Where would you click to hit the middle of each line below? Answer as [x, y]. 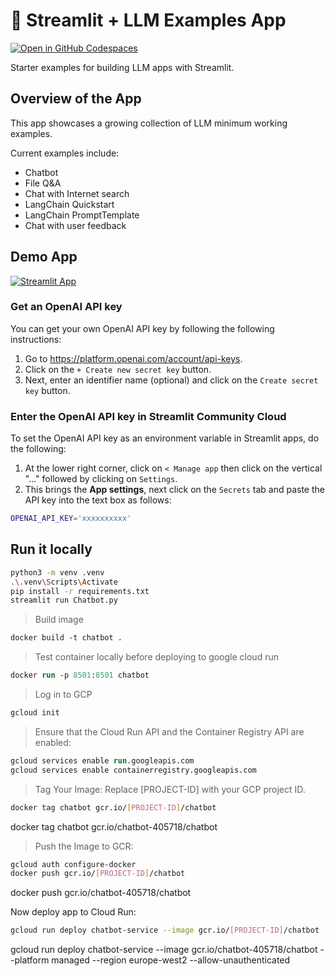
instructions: [36, 339]
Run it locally [51, 549]
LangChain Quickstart [69, 204]
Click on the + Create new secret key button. [118, 369]
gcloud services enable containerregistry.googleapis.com [133, 770]
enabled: [53, 742]
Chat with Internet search [77, 193]
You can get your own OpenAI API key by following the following [142, 328]
